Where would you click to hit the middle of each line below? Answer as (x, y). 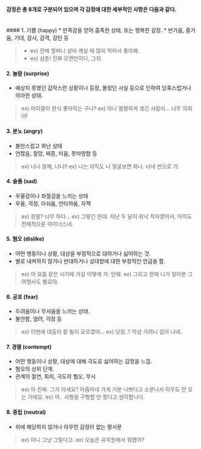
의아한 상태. (29, 96)
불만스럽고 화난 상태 (38, 146)
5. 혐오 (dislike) (25, 239)
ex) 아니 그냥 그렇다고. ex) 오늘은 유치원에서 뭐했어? (83, 439)
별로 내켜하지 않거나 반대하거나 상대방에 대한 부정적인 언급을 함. (90, 262)
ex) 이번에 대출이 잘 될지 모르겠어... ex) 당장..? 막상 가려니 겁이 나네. (101, 332)
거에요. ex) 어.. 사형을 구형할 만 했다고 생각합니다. (86, 397)
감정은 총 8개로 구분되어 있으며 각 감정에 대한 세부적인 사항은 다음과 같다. (91, 9)
